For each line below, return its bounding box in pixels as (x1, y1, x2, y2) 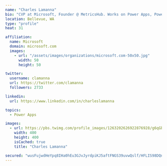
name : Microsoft (9, 39, 43, 45)
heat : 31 (5, 26, 23, 31)
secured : (5, 153, 23, 158)
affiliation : (5, 35, 32, 40)
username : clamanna (9, 76, 50, 81)
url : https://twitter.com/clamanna (9, 80, 83, 86)
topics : (5, 108, 21, 112)
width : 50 (18, 57, 39, 62)
